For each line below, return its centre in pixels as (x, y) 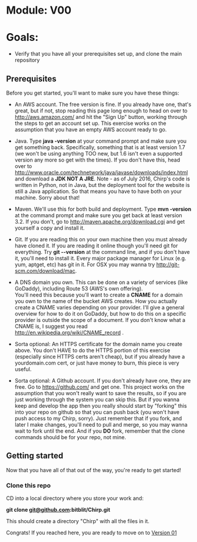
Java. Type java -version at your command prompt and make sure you (101, 141)
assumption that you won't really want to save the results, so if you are (101, 393)
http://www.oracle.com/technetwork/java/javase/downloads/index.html (101, 172)
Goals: (22, 38)
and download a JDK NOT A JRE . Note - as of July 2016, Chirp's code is (102, 179)
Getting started (35, 456)
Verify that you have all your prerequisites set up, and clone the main (98, 54)
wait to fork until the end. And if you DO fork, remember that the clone (100, 431)
